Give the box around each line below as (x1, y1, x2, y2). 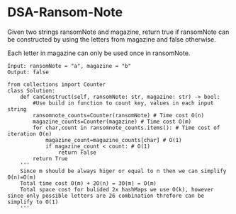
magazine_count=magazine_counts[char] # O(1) (45, 136, 182, 143)
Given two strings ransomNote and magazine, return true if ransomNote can (7, 28, 230, 36)
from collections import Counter (7, 81, 106, 88)
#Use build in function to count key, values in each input (33, 100, 214, 107)
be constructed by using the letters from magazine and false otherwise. (7, 35, 216, 43)
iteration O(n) (7, 130, 52, 138)
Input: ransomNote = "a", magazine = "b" (7, 62, 132, 69)
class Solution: (7, 87, 55, 94)
